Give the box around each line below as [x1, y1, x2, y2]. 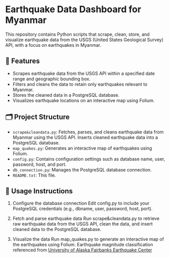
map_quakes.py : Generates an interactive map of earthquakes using [12, 145, 152, 151]
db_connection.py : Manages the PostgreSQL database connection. [12, 166, 152, 173]
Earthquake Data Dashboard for [5, 4, 142, 15]
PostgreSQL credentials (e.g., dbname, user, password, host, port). [12, 206, 153, 212]
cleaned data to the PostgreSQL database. [12, 226, 101, 233]
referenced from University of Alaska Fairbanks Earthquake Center [12, 247, 152, 253]
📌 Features [5, 57, 40, 66]
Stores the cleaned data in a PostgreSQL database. [12, 92, 120, 98]
